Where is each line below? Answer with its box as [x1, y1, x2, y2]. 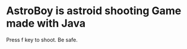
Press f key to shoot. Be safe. [6, 36, 78, 43]
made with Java [6, 17, 86, 30]
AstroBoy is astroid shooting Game [6, 4, 182, 18]
